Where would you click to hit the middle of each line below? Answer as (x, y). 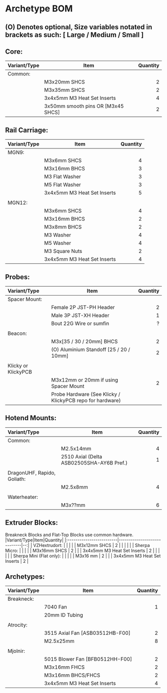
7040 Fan (55, 607)
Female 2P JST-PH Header (83, 308)
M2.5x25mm (59, 641)
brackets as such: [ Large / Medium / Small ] (75, 35)
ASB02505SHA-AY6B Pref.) (94, 462)
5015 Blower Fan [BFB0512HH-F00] (88, 659)
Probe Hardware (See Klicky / (86, 394)
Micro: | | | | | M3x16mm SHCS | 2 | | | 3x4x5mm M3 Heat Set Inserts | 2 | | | (83, 550)
